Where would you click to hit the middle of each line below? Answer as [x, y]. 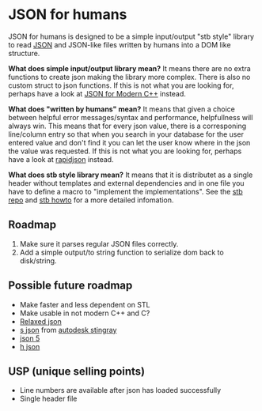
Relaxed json [40, 321]
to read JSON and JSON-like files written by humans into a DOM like [120, 44]
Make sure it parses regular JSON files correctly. [99, 243]
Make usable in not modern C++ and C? [85, 313]
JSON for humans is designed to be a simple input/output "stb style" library [131, 36]
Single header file [48, 399]
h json [30, 346]
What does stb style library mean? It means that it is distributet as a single [131, 175]
